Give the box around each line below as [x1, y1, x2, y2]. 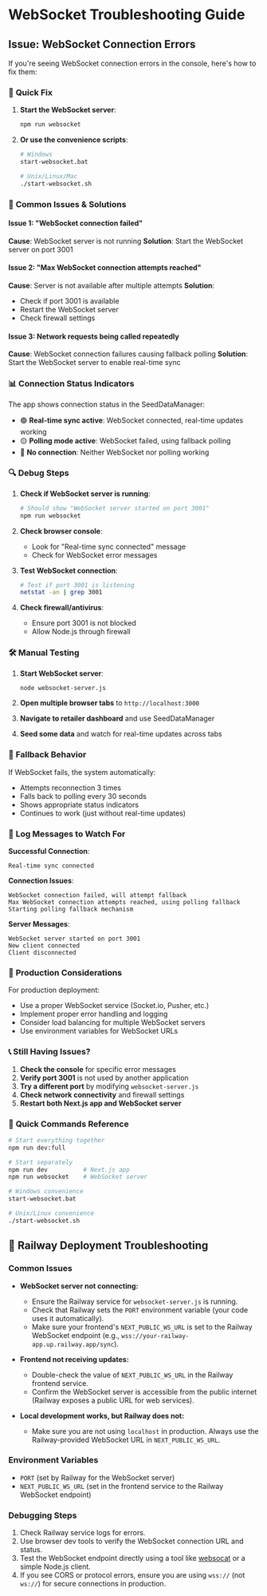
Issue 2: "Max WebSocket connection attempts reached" [8, 263, 202, 272]
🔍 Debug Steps [8, 467, 69, 478]
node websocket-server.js [19, 684, 106, 692]
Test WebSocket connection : [19, 566, 118, 575]
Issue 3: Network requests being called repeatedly [8, 332, 179, 341]
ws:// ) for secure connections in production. [19, 1579, 167, 1589]
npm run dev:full [8, 1144, 66, 1152]
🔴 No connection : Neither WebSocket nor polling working [19, 447, 210, 457]
